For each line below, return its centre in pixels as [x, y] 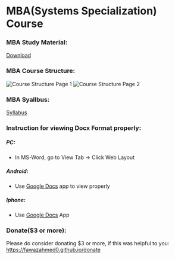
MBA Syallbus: [28, 99]
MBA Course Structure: [41, 71]
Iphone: [16, 200]
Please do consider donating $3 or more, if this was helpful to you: [88, 243]
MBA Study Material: [37, 42]
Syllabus [17, 112]
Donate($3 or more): [36, 230]
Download [19, 56]
